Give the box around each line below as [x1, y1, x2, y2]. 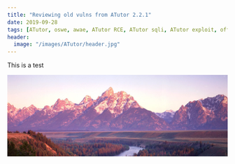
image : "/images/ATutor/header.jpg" [13, 41, 120, 48]
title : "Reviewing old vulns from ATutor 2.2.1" [7, 11, 152, 18]
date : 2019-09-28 [7, 18, 58, 26]
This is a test [7, 61, 44, 69]
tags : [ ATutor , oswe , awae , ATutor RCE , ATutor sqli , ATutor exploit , [7, 26, 218, 33]
